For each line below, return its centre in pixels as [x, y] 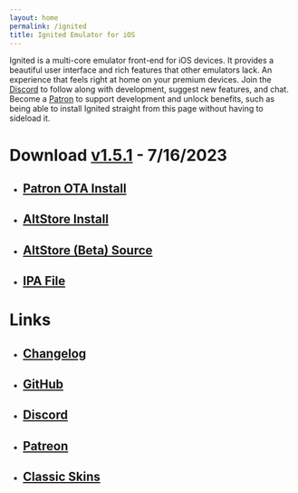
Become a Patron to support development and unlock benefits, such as [142, 99]
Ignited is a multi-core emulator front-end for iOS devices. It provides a [142, 61]
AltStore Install [65, 219]
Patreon [45, 446]
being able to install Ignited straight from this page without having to [137, 109]
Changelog [54, 354]
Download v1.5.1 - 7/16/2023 [119, 155]
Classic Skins [62, 477]
